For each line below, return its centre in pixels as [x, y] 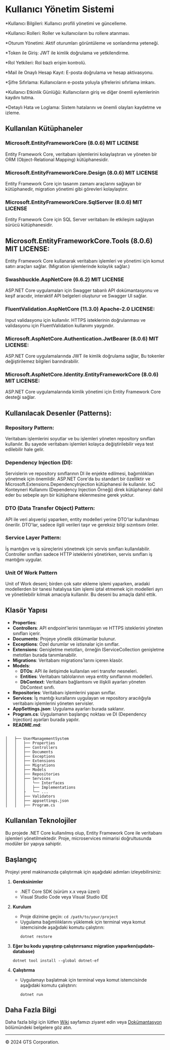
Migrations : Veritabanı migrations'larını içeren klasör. [68, 660]
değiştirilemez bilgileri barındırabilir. [42, 361]
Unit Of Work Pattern [31, 573]
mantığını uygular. [24, 559]
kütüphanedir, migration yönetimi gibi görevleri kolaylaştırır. [67, 189]
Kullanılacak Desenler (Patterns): [58, 413]
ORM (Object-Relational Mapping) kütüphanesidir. [57, 159]
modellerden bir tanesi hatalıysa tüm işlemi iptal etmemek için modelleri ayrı [84, 589]
